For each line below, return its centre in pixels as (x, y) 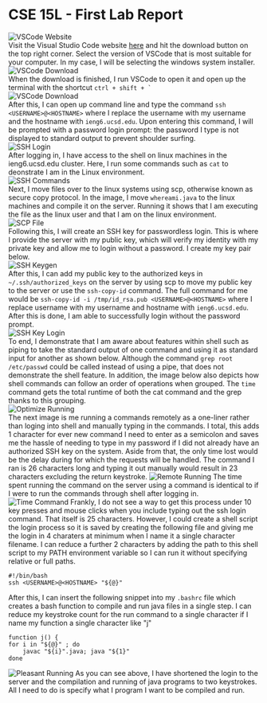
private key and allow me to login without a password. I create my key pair (130, 248)
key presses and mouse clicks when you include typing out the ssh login (127, 510)
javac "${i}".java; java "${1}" (76, 651)
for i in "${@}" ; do (44, 644)
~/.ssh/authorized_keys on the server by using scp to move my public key (130, 282)
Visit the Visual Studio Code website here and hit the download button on (128, 45)
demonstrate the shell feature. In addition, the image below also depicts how (133, 375)
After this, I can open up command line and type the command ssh (117, 104)
